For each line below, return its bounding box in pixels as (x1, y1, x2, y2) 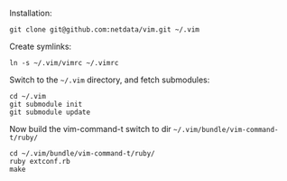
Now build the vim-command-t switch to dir (9, 124, 171, 134)
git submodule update (9, 108, 91, 117)
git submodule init (9, 100, 83, 109)
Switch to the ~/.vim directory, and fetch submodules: (9, 74, 210, 85)
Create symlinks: (9, 41, 72, 52)
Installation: (9, 8, 52, 18)
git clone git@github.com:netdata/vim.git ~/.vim (9, 25, 200, 34)
